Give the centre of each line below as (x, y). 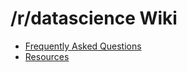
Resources (47, 56)
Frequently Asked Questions (83, 46)
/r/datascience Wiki (94, 18)
